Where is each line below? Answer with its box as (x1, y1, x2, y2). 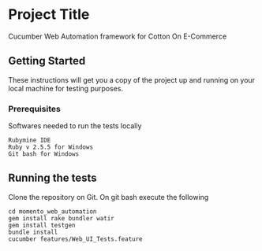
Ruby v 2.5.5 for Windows (8, 143, 93, 151)
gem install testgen (8, 221, 77, 229)
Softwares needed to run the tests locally (8, 121, 142, 131)
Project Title (8, 6, 90, 24)
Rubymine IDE (8, 136, 51, 145)
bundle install (8, 228, 58, 236)
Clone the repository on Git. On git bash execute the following (8, 192, 209, 201)
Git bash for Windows (8, 150, 80, 158)
